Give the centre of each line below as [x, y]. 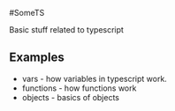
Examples [37, 58]
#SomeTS [27, 13]
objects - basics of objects [71, 97]
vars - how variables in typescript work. [95, 78]
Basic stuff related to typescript [66, 30]
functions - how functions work [79, 88]
